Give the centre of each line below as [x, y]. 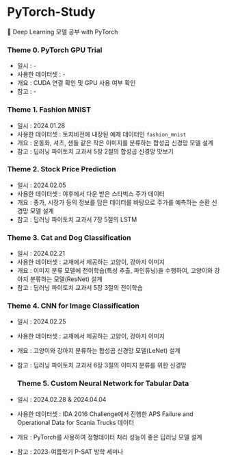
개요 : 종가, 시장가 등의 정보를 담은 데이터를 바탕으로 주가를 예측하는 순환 [113, 202]
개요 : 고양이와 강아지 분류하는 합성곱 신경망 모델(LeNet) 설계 [99, 351]
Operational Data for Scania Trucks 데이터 [76, 422]
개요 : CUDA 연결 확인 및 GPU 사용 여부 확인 [76, 83]
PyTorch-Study [51, 12]
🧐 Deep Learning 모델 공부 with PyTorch [63, 32]
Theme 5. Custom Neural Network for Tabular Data [103, 383]
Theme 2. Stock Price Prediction [62, 169]
